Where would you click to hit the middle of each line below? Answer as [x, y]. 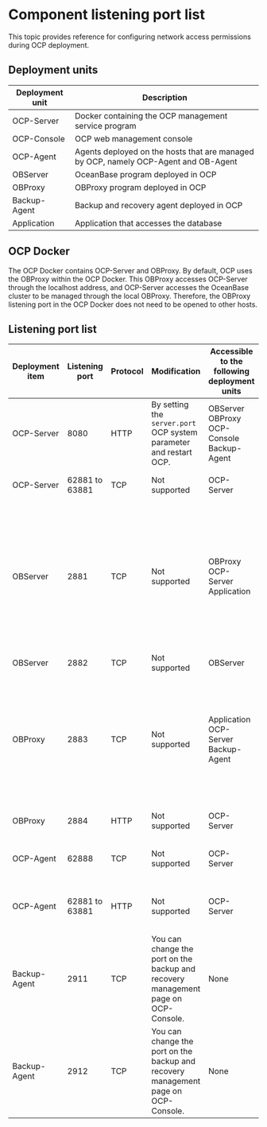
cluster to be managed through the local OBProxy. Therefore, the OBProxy [130, 296]
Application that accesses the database [148, 223]
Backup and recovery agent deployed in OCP [159, 205]
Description [165, 97]
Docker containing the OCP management [151, 115]
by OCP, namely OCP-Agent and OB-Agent [156, 161]
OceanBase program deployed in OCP [145, 174]
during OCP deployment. [49, 45]
